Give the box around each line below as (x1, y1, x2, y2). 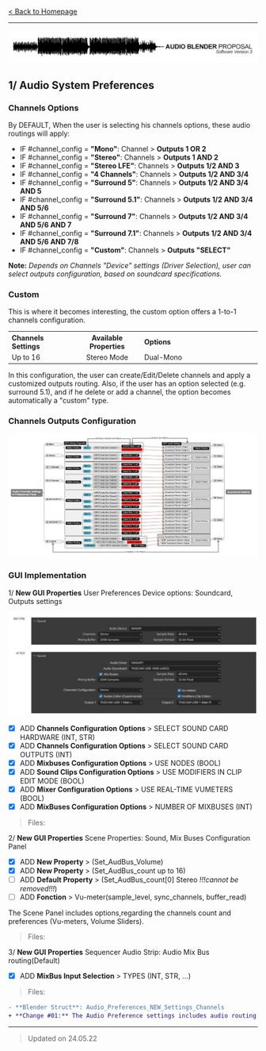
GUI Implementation (8, 570, 87, 581)
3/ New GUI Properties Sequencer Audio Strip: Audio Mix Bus (8, 948, 210, 957)
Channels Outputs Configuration (8, 415, 137, 426)
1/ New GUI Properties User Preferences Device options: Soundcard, (8, 587, 234, 598)
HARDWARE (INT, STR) (19, 732, 96, 741)
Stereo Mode (85, 352, 129, 362)
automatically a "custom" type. (8, 395, 109, 405)
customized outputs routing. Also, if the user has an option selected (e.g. (8, 379, 246, 388)
